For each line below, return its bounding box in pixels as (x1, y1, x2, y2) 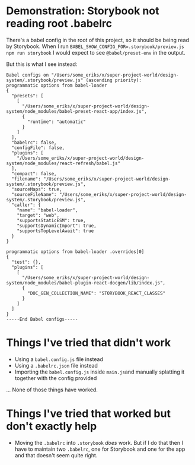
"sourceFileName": (11, 191, 57, 197)
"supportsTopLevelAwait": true (17, 227, 94, 234)
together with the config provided (14, 374, 97, 381)
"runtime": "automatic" (27, 119, 86, 125)
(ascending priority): (85, 77, 142, 83)
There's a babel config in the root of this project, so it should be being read (6, 36, 190, 43)
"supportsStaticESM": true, (17, 217, 86, 223)
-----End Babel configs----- (6, 316, 78, 322)
